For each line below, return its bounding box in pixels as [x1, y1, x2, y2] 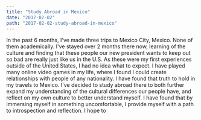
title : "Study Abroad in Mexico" [6, 8, 91, 15]
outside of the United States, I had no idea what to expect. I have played [6, 62, 185, 69]
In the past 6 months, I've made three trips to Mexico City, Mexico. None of [6, 37, 193, 44]
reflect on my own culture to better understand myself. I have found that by [6, 94, 193, 101]
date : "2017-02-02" [6, 14, 56, 21]
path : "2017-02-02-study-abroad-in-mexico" [6, 20, 118, 26]
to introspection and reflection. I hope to [6, 107, 107, 115]
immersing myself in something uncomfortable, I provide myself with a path [6, 101, 194, 108]
